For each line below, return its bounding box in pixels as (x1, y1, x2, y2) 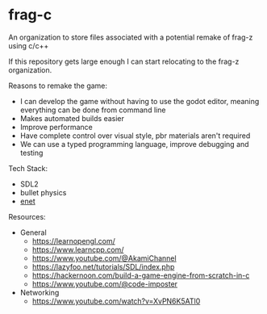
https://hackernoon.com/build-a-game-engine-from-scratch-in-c (31, 270, 250, 280)
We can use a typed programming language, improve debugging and (19, 139, 249, 149)
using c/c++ (8, 40, 49, 50)
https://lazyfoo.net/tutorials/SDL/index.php (31, 262, 175, 271)
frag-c (8, 6, 52, 24)
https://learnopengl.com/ (31, 236, 115, 245)
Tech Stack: (8, 163, 48, 173)
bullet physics (19, 187, 67, 197)
